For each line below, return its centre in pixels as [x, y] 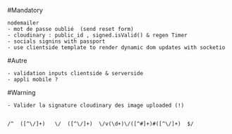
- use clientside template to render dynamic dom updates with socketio [116, 48]
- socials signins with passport [56, 41]
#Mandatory [25, 10]
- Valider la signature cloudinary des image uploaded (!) [96, 105]
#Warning [22, 93]
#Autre [17, 60]
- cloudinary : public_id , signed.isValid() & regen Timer [98, 35]
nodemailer [23, 23]
